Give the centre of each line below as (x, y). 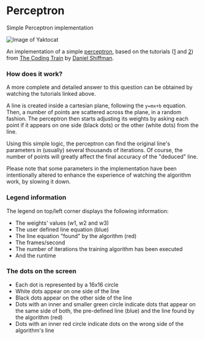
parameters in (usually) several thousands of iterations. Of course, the (95, 150)
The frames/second (40, 242)
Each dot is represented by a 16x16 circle (67, 284)
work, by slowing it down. (39, 182)
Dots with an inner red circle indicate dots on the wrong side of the (99, 323)
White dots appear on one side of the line (67, 291)
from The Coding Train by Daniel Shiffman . (60, 58)
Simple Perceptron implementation (50, 28)
